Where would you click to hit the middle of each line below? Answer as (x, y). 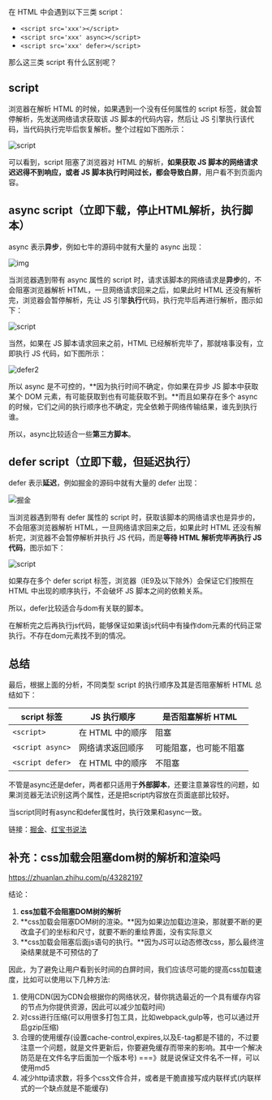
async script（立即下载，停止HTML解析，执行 (125, 211)
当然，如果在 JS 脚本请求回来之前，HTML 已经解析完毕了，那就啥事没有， (133, 343)
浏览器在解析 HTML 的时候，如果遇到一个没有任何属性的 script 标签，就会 (132, 109)
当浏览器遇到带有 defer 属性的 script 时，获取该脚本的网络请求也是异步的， (134, 517)
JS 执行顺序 (113, 717)
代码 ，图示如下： (37, 548)
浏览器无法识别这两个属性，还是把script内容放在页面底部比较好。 (124, 795)
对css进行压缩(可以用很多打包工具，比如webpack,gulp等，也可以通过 (136, 1017)
